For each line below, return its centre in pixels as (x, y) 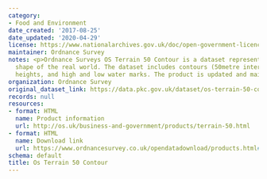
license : (23, 45)
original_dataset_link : (48, 89)
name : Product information (60, 119)
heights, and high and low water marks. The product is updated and (131, 74)
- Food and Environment (48, 23)
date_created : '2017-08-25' (55, 30)
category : (25, 15)
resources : (26, 104)
